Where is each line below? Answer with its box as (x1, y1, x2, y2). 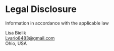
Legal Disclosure (5, 3, 77, 15)
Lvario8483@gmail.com (5, 35, 55, 41)
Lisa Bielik (5, 29, 26, 35)
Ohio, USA (5, 40, 27, 46)
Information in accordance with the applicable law (5, 20, 109, 26)
